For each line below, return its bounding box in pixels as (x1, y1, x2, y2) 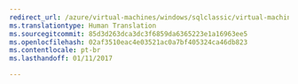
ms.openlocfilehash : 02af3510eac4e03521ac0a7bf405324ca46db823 (9, 37, 248, 47)
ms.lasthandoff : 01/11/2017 (9, 54, 114, 63)
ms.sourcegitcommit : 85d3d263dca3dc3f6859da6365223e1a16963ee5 (9, 29, 248, 38)
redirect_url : (9, 12, 62, 22)
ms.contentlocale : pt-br (9, 46, 101, 55)
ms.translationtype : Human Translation (9, 21, 157, 30)
